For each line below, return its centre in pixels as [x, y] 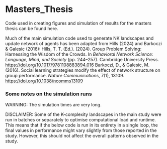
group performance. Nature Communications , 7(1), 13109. [65, 75]
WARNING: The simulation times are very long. [53, 105]
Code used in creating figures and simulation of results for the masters [78, 23]
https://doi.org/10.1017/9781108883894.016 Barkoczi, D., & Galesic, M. [77, 65]
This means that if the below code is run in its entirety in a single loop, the [82, 125]
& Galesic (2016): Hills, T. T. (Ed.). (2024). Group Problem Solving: [73, 49]
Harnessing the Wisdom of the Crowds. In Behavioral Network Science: [79, 54]
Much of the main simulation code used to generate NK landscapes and [79, 38]
